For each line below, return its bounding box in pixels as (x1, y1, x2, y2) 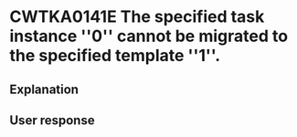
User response (9, 112, 95, 128)
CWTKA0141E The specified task (9, 6, 265, 27)
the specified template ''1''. (9, 46, 221, 66)
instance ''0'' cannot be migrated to (9, 26, 289, 47)
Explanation (9, 81, 80, 97)
